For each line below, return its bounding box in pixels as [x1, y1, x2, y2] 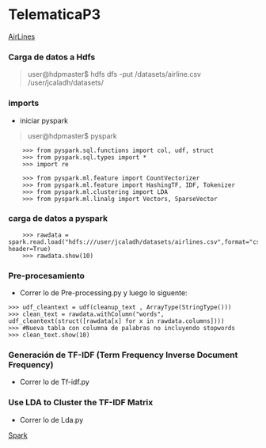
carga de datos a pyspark [8, 213, 108, 224]
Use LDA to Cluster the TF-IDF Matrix [8, 397, 154, 408]
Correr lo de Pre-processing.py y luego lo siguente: [19, 288, 188, 298]
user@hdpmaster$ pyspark [27, 131, 117, 140]
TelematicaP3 [8, 6, 101, 24]
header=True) [8, 245, 51, 252]
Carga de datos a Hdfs [8, 51, 96, 63]
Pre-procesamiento [8, 270, 85, 281]
